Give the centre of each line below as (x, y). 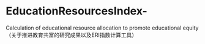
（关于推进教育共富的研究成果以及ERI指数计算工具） (72, 35)
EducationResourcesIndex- (76, 11)
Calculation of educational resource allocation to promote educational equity (102, 28)
